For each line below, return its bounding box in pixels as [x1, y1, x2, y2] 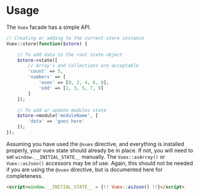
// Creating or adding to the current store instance [6, 35, 145, 41]
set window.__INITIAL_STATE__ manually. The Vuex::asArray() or [6, 153, 165, 160]
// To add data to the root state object [17, 52, 122, 58]
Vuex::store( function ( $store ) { [6, 40, 87, 47]
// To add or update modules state [17, 107, 107, 113]
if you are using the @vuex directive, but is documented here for [6, 166, 163, 173]
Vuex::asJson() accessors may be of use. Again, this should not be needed [6, 159, 193, 167]
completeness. [6, 172, 43, 179]
